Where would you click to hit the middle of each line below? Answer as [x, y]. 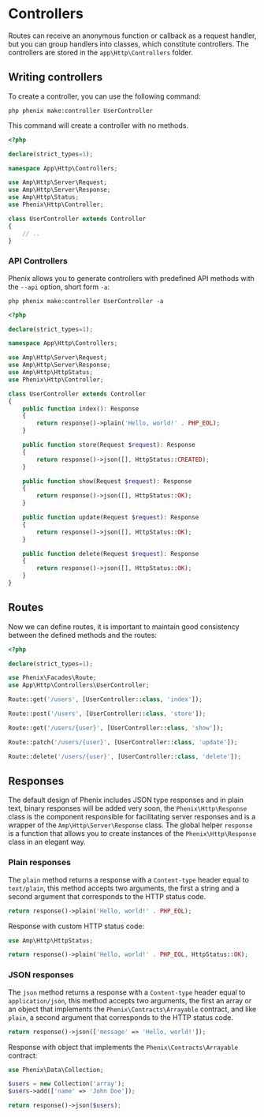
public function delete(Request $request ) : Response [111, 553]
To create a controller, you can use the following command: [104, 96]
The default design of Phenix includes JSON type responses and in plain [126, 800]
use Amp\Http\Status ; [44, 197]
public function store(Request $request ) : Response [109, 445]
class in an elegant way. [47, 842]
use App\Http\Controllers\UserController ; [79, 685]
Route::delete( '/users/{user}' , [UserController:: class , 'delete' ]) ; [125, 756]
